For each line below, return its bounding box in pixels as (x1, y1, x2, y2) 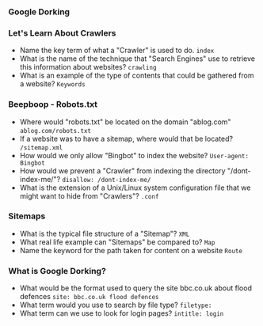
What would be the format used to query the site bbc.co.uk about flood (19, 283, 252, 293)
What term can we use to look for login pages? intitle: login (19, 309, 224, 318)
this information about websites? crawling (19, 63, 157, 72)
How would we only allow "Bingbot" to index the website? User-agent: (19, 150, 250, 160)
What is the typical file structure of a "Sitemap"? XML (19, 229, 190, 238)
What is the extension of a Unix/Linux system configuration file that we (19, 183, 251, 192)
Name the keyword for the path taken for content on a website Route (19, 245, 243, 255)
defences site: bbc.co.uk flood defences (19, 292, 159, 301)
